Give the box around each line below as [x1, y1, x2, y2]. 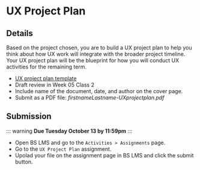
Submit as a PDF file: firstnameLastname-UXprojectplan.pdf [14, 94, 165, 101]
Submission [6, 111, 52, 121]
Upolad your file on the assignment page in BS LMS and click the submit [14, 151, 194, 159]
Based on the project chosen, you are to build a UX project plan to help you [6, 44, 192, 51]
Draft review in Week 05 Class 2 [14, 81, 95, 88]
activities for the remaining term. [6, 63, 87, 70]
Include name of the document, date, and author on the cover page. [14, 88, 183, 94]
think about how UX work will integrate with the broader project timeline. [6, 50, 186, 58]
